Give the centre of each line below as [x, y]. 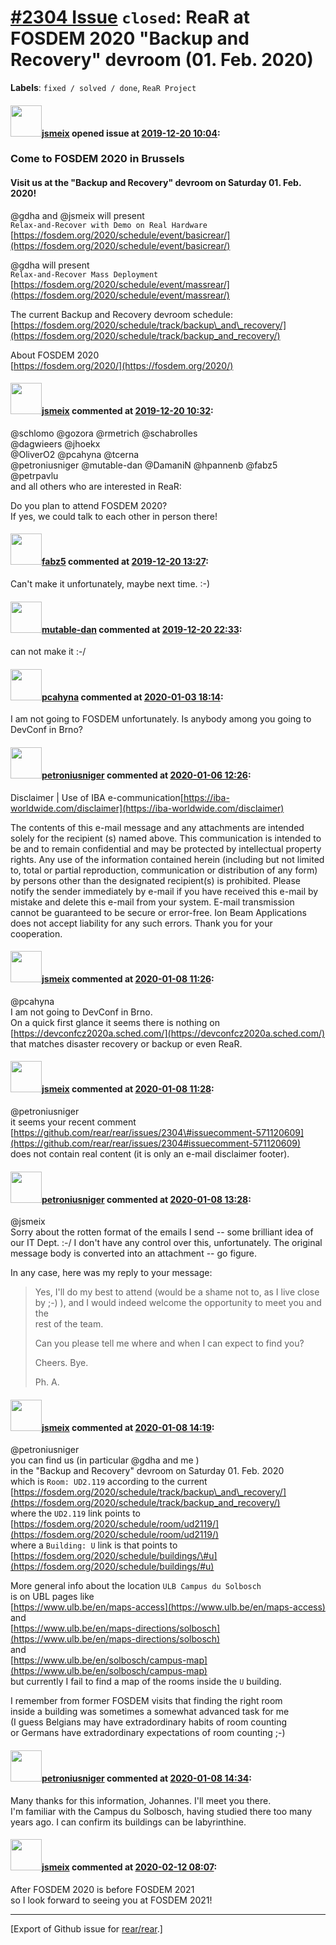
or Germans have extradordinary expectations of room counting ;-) [148, 1733]
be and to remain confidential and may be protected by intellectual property [166, 848]
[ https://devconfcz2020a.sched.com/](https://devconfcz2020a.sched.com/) [168, 1033]
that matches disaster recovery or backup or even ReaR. [126, 1043]
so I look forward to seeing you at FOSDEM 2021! [111, 1900]
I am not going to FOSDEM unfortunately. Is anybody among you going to [161, 719]
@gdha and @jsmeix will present [77, 215]
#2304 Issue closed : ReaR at [130, 17]
